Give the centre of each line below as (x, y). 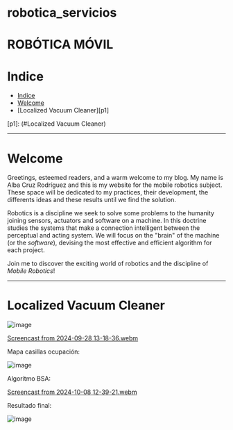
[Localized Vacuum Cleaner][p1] (63, 110)
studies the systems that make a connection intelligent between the (104, 228)
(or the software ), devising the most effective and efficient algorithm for (110, 243)
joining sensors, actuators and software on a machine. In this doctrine (107, 221)
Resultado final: (29, 406)
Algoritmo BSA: (29, 379)
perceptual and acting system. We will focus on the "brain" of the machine (113, 235)
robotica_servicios (62, 13)
